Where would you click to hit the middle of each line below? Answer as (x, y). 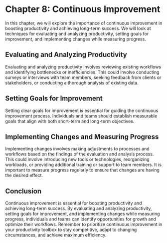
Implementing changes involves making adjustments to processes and (77, 149)
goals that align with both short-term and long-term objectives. (70, 121)
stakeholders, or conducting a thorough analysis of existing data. (72, 82)
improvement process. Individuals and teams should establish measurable (81, 115)
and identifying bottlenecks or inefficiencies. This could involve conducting (82, 72)
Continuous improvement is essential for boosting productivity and (74, 203)
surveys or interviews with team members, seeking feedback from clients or (83, 77)
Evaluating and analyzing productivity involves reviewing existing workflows (83, 66)
